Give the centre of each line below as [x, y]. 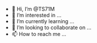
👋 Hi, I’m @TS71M [33, 9]
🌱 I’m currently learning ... [43, 21]
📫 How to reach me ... [39, 34]
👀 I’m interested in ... [36, 15]
